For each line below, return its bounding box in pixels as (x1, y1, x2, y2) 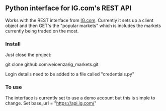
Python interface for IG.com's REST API (5, 4, 132, 12)
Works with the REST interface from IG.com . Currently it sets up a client (5, 17, 154, 23)
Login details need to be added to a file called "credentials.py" (5, 71, 135, 77)
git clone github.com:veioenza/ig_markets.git (5, 61, 99, 67)
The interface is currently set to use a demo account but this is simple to (5, 95, 155, 101)
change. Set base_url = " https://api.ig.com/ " (5, 100, 97, 106)
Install (5, 40, 21, 47)
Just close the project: (5, 52, 52, 58)
